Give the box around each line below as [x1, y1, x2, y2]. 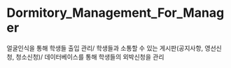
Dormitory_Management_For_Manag [6, 5, 225, 21]
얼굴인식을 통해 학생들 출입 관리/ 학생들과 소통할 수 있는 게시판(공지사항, [6, 43, 204, 52]
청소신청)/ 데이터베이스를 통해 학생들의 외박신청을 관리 [15, 53, 164, 61]
